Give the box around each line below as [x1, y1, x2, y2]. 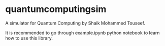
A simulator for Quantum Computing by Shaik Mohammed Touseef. [5, 20, 146, 26]
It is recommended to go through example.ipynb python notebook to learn [5, 29, 160, 35]
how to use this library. [5, 35, 53, 41]
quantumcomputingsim [5, 3, 107, 15]
